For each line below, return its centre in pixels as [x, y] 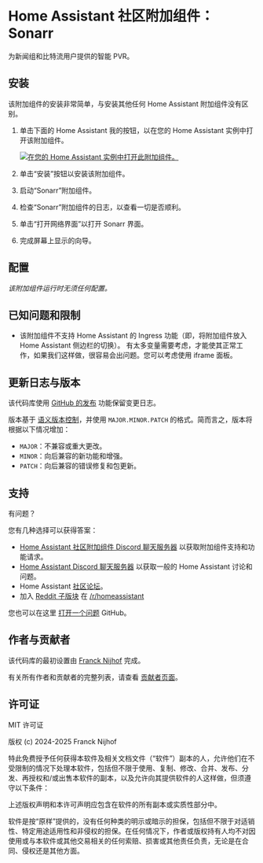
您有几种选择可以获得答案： [53, 530]
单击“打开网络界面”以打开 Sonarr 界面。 [84, 223]
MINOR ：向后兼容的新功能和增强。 [73, 456]
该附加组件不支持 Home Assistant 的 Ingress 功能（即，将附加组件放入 [133, 336]
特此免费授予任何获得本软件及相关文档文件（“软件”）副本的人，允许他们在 [128, 758]
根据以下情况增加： [39, 430]
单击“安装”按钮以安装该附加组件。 [74, 173]
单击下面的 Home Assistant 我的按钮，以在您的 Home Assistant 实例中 [133, 130]
